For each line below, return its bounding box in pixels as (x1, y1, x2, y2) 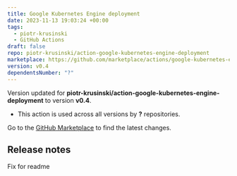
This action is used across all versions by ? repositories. (17, 110, 181, 118)
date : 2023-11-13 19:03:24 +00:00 (7, 17, 109, 24)
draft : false (7, 43, 46, 50)
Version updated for (7, 89, 66, 97)
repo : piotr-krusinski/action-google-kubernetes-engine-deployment (7, 50, 210, 57)
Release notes (7, 144, 71, 156)
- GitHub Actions (13, 37, 65, 44)
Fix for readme (7, 163, 50, 171)
